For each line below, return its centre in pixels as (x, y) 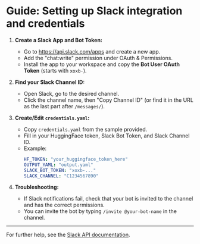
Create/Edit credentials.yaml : (52, 118)
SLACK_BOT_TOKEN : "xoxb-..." (60, 170)
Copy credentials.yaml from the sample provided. (85, 129)
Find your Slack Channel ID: (50, 82)
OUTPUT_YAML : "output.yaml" (58, 165)
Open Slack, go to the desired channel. (71, 93)
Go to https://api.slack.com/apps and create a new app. (92, 51)
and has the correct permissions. (64, 205)
